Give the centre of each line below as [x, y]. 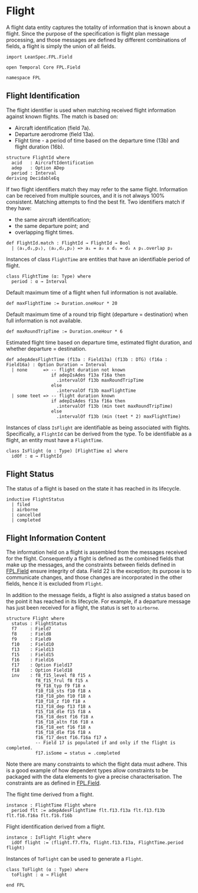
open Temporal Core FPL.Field [43, 67]
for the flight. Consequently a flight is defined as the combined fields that [95, 559]
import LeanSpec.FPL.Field [39, 57]
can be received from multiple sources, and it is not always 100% [85, 195]
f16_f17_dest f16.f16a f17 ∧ [71, 738]
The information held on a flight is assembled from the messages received [97, 552]
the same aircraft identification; [53, 220]
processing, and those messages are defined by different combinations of [96, 40]
